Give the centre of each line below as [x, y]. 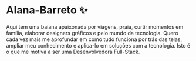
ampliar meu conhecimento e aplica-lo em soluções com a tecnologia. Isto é [98, 45]
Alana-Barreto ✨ [47, 10]
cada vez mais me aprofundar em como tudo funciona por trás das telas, [94, 39]
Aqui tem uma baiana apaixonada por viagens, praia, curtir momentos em [95, 26]
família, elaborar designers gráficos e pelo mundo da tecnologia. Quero [92, 33]
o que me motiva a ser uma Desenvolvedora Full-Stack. [73, 52]
